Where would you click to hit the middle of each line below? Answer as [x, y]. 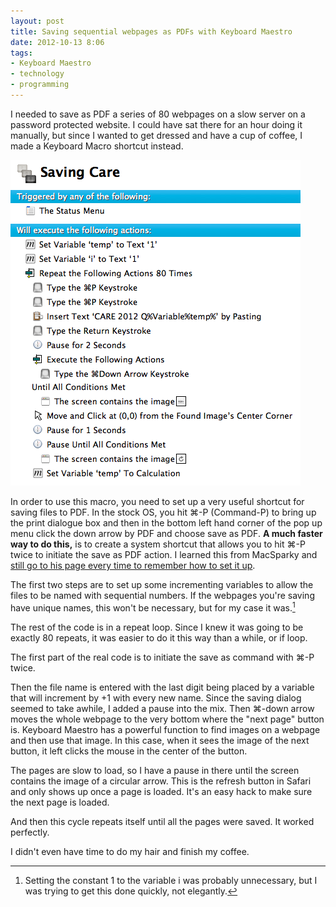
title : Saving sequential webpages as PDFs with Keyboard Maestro [151, 31]
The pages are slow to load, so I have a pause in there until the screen [155, 770]
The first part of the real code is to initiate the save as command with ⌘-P [162, 657]
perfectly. [30, 832]
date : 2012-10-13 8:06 [57, 42]
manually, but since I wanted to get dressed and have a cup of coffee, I [156, 135]
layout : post [37, 21]
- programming [40, 85]
